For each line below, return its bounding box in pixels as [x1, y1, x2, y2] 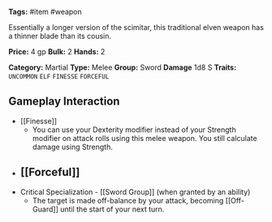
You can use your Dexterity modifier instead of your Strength [32, 125, 237, 134]
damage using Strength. [32, 142, 114, 152]
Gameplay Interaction [8, 95, 120, 109]
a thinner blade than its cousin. [8, 32, 112, 41]
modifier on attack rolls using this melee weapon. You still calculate [32, 133, 257, 143]
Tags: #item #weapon [8, 7, 83, 16]
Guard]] [32, 204, 59, 214]
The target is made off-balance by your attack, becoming [32, 195, 224, 205]
